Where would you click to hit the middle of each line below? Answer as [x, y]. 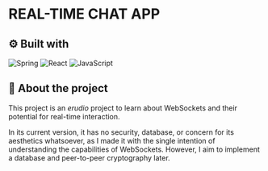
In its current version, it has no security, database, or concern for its [121, 132]
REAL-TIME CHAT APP [84, 14]
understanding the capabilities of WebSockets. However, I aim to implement [134, 149]
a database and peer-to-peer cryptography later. [90, 157]
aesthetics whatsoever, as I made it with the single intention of [112, 140]
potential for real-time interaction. [64, 116]
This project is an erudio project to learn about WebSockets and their [123, 108]
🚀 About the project [58, 88]
